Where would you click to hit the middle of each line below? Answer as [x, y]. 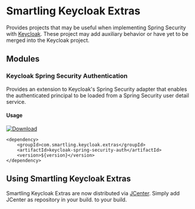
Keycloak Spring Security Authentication [67, 76]
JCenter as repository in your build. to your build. [67, 199]
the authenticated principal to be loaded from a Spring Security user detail [98, 95]
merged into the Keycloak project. [48, 40]
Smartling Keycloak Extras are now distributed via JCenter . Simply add [93, 193]
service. [16, 102]
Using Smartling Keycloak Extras [68, 179]
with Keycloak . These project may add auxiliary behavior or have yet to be [97, 33]
